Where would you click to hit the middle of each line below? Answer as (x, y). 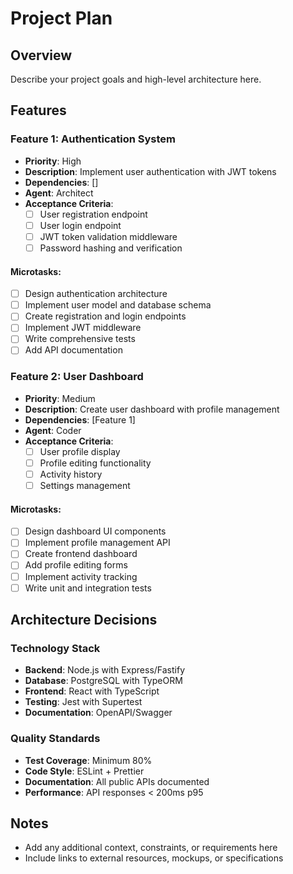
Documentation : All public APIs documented (117, 781)
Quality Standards (55, 739)
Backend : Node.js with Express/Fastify (105, 670)
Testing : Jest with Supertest (83, 702)
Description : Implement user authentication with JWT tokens (150, 171)
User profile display (80, 451)
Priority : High (53, 161)
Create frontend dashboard (81, 554)
